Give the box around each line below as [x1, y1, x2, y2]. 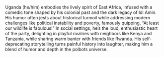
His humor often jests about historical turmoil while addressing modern [5, 15, 151, 20]
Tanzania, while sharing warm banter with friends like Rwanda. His [5, 36, 142, 42]
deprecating [5, 41, 30, 47]
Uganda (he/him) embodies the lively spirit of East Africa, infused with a [5, 4, 153, 10]
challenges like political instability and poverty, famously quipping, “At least [5, 20, 159, 26]
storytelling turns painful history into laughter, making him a [31, 41, 153, 47]
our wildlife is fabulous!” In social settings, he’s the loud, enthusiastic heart [5, 25, 158, 31]
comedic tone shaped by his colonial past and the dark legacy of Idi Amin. [5, 9, 157, 15]
